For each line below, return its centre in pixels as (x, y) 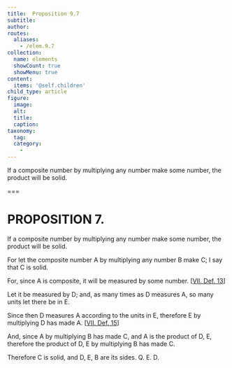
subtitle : (22, 20)
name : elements (36, 59)
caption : (26, 124)
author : (19, 27)
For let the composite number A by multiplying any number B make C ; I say (115, 260)
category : (28, 144)
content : (20, 79)
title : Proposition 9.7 (43, 14)
